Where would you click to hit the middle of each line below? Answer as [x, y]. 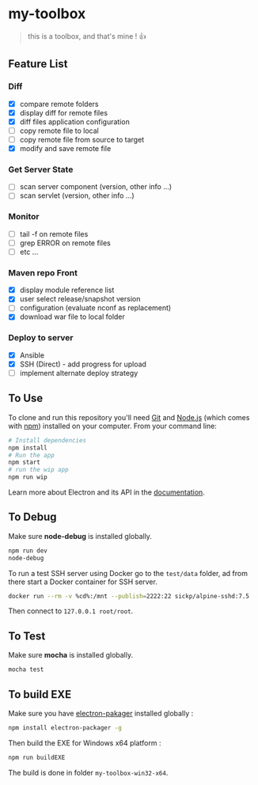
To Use [26, 398]
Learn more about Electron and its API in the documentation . [107, 492]
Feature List [38, 64]
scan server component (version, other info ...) [96, 187]
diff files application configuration [75, 121]
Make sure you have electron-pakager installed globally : [101, 713]
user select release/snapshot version [80, 299]
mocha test [26, 669]
